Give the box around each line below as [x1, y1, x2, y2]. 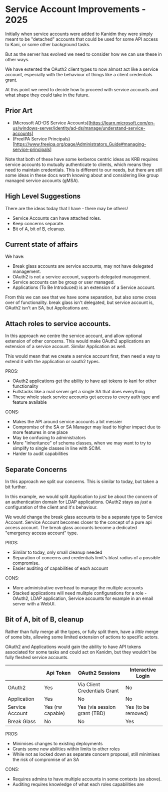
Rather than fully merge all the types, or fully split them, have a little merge [5, 628, 158, 635]
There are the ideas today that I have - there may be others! [5, 205, 128, 211]
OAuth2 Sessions [77, 669, 120, 676]
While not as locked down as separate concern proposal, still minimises [12, 751, 160, 757]
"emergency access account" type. [5, 530, 78, 536]
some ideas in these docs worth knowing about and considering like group [5, 172, 159, 178]
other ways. [5, 56, 30, 62]
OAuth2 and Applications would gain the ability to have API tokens [5, 644, 141, 650]
